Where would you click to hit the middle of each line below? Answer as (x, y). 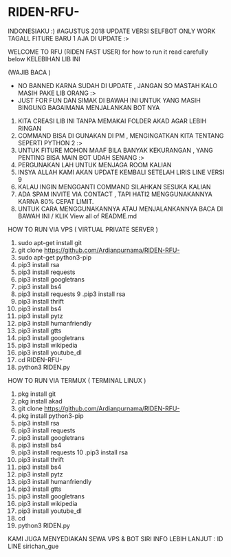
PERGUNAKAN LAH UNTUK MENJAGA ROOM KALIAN (95, 165)
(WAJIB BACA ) (29, 72)
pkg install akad (40, 401)
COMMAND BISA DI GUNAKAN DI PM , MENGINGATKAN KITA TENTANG (121, 136)
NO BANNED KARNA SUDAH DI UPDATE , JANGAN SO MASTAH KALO (118, 85)
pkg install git (37, 394)
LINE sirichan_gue (33, 546)
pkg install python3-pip (51, 416)
